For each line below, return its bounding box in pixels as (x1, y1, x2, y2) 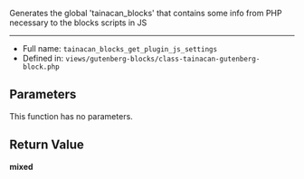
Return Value (9, 137, 84, 153)
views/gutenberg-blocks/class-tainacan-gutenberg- (65, 54, 261, 63)
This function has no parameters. (9, 110, 133, 121)
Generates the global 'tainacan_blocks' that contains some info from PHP (9, 8, 282, 18)
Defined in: (22, 53, 64, 63)
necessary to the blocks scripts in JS (9, 17, 147, 28)
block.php (22, 62, 61, 71)
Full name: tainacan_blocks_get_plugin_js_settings (22, 43, 218, 53)
